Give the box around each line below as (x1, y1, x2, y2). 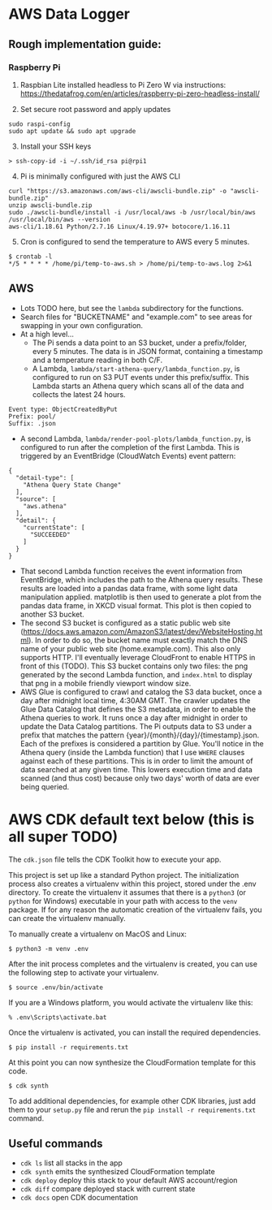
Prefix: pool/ (8, 412, 57, 421)
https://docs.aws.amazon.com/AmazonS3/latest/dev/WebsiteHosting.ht (23, 626, 263, 636)
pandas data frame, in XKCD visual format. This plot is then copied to (19, 600, 252, 610)
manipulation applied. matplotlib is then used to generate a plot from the (19, 592, 262, 602)
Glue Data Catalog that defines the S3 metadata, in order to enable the (19, 704, 257, 714)
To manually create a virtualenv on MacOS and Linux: (8, 929, 187, 939)
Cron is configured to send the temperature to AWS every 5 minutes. (19, 236, 250, 246)
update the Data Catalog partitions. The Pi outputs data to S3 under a (19, 721, 253, 731)
